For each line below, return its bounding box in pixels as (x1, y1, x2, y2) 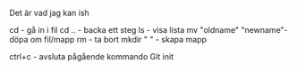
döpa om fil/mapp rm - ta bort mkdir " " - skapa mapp (9, 35, 208, 44)
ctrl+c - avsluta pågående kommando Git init (9, 51, 174, 61)
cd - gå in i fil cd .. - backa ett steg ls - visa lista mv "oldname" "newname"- (9, 25, 288, 35)
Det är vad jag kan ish (9, 8, 89, 18)
